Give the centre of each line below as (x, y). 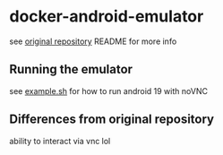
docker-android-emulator (107, 17)
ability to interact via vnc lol (60, 141)
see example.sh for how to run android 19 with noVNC (109, 90)
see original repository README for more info (93, 41)
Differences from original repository (112, 120)
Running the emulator (71, 69)
